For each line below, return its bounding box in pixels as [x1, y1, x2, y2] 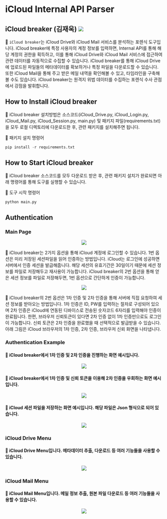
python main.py [5, 199, 37, 204]
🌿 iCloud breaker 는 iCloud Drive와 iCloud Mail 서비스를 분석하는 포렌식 [5, 39, 147, 45]
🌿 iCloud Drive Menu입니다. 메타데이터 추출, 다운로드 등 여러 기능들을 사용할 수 [5, 447, 160, 454]
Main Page [5, 228, 31, 235]
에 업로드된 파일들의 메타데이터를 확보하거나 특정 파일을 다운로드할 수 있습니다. [5, 64, 159, 70]
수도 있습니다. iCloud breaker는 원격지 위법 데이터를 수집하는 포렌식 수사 [10, 77, 153, 82]
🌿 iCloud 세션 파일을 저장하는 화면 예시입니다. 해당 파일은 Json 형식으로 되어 [5, 404, 154, 410]
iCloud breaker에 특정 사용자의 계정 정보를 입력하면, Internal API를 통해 [15, 45, 156, 51]
